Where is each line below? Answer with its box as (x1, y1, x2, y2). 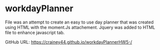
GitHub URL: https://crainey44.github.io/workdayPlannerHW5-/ (5, 39, 133, 45)
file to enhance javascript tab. (5, 29, 65, 35)
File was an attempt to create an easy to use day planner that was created (5, 19, 154, 25)
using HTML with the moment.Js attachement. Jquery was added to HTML (5, 24, 155, 30)
